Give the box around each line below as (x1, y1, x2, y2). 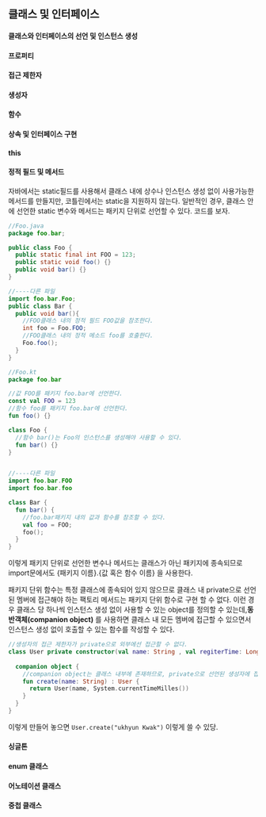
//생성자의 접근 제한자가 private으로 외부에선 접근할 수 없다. (8, 641, 188, 649)
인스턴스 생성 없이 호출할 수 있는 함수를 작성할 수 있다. (8, 625, 175, 635)
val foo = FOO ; (22, 520, 73, 529)
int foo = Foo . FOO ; (22, 324, 87, 332)
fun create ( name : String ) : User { (22, 677, 140, 685)
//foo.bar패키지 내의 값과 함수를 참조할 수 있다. (22, 513, 166, 521)
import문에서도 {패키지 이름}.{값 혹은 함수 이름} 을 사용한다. (8, 568, 193, 577)
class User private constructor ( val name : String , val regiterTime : (8, 648, 243, 656)
